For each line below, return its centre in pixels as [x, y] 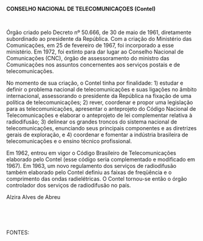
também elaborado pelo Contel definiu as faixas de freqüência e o [89, 172]
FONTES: [18, 232]
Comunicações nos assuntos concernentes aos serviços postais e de [93, 65]
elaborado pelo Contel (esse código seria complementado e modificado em [101, 159]
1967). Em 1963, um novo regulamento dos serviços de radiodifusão [91, 166]
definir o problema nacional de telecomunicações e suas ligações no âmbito [101, 89]
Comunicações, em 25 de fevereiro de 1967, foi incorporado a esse [90, 45]
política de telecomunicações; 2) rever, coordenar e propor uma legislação [100, 102]
